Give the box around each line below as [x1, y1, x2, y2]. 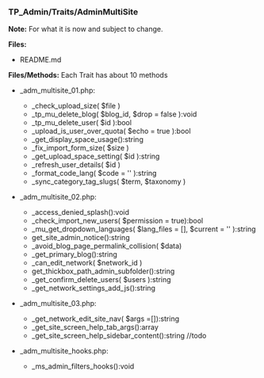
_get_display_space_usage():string [31, 135, 144, 144]
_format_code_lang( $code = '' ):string [31, 169, 157, 178]
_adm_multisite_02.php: [19, 193, 97, 202]
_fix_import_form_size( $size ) [31, 143, 129, 153]
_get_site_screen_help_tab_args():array [31, 323, 159, 332]
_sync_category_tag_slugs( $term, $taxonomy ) [31, 177, 186, 186]
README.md [19, 55, 62, 65]
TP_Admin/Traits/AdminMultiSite [8, 6, 139, 17]
